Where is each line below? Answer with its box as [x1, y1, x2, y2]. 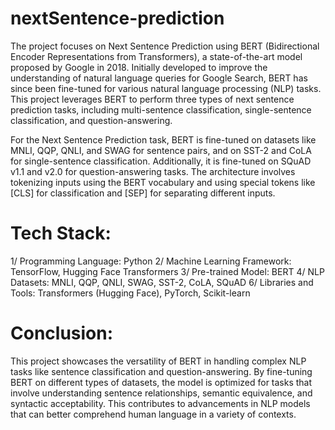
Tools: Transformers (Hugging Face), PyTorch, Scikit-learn [10, 287, 251, 299]
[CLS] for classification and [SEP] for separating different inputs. [10, 187, 276, 199]
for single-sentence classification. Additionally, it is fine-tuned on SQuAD [10, 155, 312, 167]
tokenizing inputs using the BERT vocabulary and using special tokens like [10, 176, 316, 188]
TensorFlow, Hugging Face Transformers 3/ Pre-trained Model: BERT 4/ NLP [10, 265, 325, 277]
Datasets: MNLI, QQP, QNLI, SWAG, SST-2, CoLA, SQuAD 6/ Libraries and [10, 276, 314, 288]
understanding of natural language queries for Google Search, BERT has [10, 72, 308, 84]
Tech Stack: [10, 222, 112, 245]
